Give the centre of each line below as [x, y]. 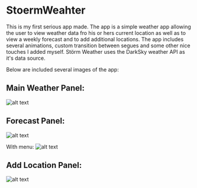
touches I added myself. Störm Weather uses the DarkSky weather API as [96, 51]
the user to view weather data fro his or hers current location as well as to [96, 33]
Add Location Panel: [44, 165]
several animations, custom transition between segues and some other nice [98, 46]
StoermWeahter [46, 10]
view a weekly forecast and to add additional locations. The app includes [95, 39]
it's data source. [26, 58]
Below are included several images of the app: [63, 69]
